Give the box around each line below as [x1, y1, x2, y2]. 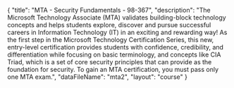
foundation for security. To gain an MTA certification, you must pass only [7, 66, 219, 73]
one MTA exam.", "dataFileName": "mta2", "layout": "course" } [7, 73, 188, 81]
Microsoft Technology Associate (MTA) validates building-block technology [7, 13, 227, 22]
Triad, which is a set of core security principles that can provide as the [7, 58, 212, 66]
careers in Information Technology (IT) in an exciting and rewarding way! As [7, 28, 228, 36]
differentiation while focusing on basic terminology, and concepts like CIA [7, 50, 221, 59]
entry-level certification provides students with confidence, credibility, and [7, 43, 224, 51]
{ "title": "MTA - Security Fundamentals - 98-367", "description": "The [7, 6, 211, 14]
